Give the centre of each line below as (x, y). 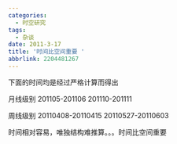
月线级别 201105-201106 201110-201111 (70, 99)
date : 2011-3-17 (35, 45)
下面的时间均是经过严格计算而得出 (63, 82)
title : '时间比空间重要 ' (46, 52)
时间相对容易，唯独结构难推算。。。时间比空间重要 (87, 132)
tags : (17, 30)
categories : (28, 15)
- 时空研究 (31, 23)
